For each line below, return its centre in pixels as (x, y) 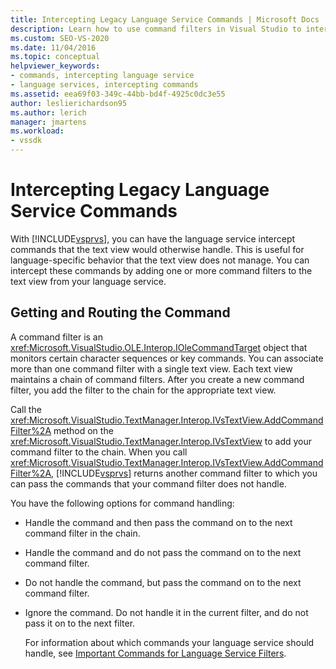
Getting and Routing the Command (120, 312)
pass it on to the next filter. (80, 623)
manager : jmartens (48, 122)
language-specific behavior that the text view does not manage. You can (160, 260)
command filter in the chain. (82, 533)
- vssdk (26, 141)
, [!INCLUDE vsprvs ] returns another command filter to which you (184, 473)
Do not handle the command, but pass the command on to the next (163, 582)
